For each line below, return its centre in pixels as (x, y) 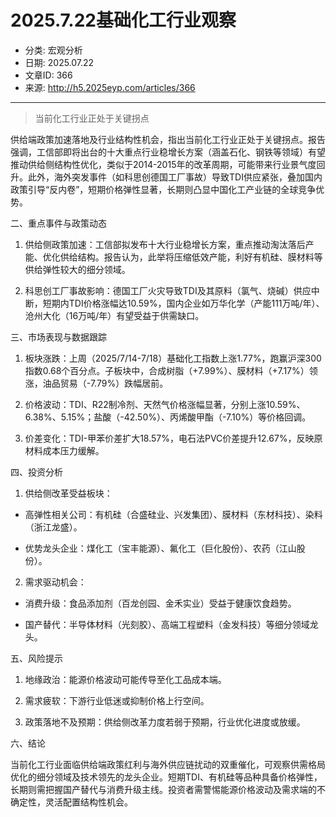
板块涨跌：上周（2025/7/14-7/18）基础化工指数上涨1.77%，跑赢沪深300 (173, 358)
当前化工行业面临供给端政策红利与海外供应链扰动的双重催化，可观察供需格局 (168, 764)
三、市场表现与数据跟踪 (58, 337)
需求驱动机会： (55, 582)
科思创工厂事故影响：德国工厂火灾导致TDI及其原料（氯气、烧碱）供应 (168, 290)
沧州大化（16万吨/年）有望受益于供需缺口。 (114, 315)
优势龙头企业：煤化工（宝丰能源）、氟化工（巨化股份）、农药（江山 (160, 548)
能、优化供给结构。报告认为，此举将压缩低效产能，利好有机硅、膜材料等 (173, 257)
